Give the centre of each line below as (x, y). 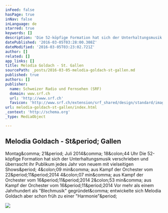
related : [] (17, 56)
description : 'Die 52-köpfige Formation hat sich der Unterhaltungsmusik (84, 38)
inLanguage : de (21, 24)
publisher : (16, 84)
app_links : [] (20, 61)
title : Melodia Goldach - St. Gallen (44, 65)
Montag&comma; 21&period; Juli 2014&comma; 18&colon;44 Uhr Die (76, 153)
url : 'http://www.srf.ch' (37, 98)
